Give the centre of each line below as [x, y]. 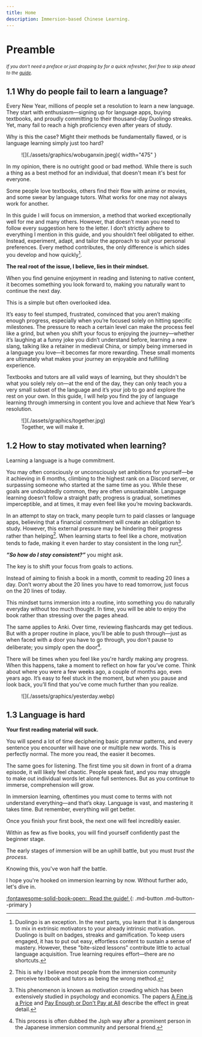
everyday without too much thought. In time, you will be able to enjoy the [96, 609]
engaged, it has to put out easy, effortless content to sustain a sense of [103, 941]
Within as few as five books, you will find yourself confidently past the [93, 832]
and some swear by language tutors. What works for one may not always [97, 197]
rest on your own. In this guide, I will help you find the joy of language [92, 396]
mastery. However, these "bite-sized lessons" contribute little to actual [102, 947]
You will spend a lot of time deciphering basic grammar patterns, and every [99, 741]
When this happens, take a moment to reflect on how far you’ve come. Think [101, 665]
